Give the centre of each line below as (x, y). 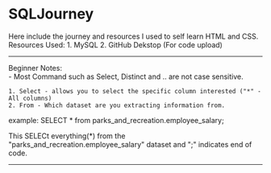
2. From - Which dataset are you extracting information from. (117, 105)
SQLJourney (51, 14)
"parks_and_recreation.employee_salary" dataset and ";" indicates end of (130, 144)
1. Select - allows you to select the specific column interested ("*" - (135, 91)
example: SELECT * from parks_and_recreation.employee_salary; (116, 120)
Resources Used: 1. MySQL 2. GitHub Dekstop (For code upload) (116, 44)
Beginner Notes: (35, 68)
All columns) (30, 98)
